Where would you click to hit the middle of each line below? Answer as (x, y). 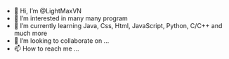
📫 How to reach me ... (46, 48)
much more (31, 33)
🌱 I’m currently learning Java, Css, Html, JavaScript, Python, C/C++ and (118, 26)
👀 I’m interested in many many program (71, 18)
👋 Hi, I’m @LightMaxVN (48, 11)
